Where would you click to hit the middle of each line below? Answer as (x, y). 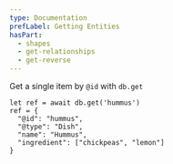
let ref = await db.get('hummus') (75, 103)
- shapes (34, 43)
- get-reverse (44, 60)
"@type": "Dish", (51, 127)
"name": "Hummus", (53, 135)
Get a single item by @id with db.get (76, 86)
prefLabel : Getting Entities (65, 26)
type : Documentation (49, 18)
